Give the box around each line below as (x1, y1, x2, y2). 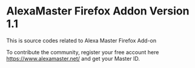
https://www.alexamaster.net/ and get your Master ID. (6, 55, 140, 62)
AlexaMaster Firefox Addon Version (6, 4, 190, 18)
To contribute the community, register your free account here (6, 48, 159, 55)
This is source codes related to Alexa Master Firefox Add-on (6, 37, 156, 44)
